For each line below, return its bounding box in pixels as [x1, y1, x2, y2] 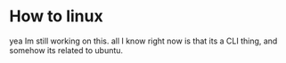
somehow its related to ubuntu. [9, 44, 123, 55]
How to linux [9, 6, 104, 27]
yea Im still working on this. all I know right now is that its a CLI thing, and [9, 35, 278, 46]
